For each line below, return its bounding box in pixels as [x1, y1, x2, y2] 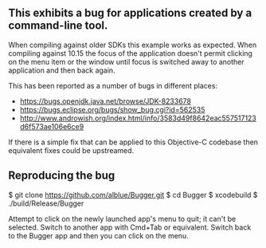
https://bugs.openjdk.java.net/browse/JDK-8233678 [19, 96, 191, 106]
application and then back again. [8, 65, 115, 75]
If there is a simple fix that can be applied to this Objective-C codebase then [8, 137, 259, 147]
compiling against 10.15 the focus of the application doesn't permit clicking [8, 48, 253, 58]
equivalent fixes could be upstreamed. [8, 145, 135, 155]
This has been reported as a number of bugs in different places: [8, 81, 217, 90]
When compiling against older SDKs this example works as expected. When [8, 40, 257, 49]
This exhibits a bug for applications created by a [8, 6, 252, 20]
